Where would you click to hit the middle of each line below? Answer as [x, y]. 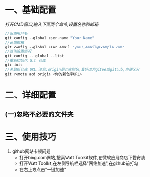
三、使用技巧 [31, 137]
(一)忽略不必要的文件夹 [39, 114]
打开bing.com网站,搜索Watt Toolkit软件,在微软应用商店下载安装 [82, 158]
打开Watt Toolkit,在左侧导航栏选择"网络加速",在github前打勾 [79, 163]
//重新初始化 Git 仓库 [25, 61]
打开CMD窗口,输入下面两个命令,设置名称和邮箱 [52, 24]
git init [14, 65]
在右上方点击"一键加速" [43, 170]
